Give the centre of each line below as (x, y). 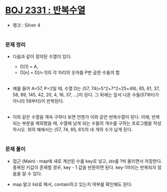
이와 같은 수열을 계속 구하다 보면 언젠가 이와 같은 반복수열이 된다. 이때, (81, 117)
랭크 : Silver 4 (26, 25)
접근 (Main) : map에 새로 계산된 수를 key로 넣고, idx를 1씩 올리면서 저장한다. (87, 161)
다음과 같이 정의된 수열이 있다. (42, 57)
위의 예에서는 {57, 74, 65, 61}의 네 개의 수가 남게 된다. (80, 130)
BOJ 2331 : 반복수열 (45, 10)
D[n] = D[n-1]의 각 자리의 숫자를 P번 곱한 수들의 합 (70, 73)
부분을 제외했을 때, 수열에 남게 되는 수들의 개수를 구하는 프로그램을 (87, 123)
